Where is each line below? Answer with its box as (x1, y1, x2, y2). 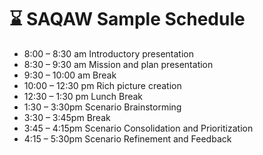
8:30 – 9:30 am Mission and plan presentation (23, 58, 214, 70)
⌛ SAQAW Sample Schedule (9, 8, 246, 31)
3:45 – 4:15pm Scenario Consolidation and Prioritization (23, 122, 254, 134)
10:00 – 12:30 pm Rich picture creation (23, 79, 182, 91)
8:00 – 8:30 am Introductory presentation (23, 47, 194, 60)
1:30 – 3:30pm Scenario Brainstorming (23, 101, 182, 113)
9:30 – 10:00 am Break (23, 69, 117, 81)
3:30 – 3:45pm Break (23, 111, 111, 123)
